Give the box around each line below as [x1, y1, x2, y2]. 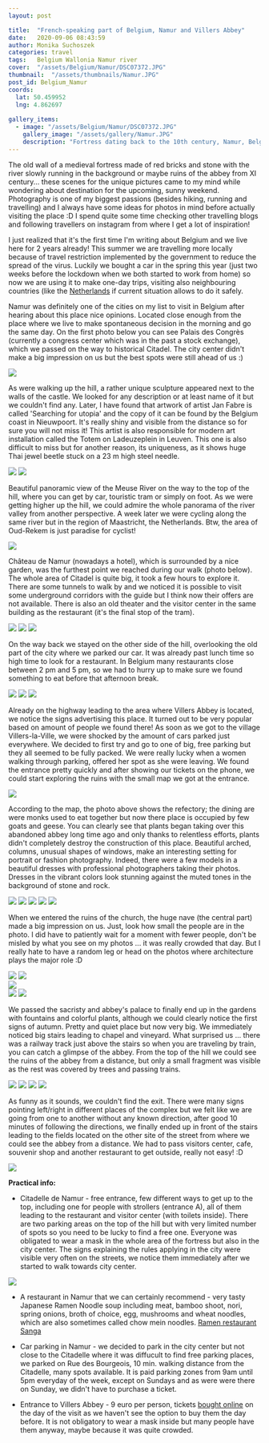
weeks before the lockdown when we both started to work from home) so [8, 269, 251, 279]
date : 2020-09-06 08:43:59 [8, 34, 106, 42]
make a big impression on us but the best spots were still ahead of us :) [8, 352, 244, 362]
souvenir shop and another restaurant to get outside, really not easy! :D [8, 1147, 244, 1157]
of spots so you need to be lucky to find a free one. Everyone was [19, 1227, 238, 1237]
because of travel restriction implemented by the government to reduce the [8, 251, 257, 261]
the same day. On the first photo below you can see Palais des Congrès [8, 327, 244, 336]
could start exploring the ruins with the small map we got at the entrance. [8, 774, 250, 783]
